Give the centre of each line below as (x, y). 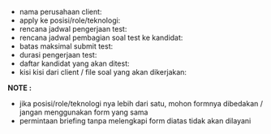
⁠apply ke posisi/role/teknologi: (70, 20)
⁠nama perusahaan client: (60, 12)
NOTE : (19, 88)
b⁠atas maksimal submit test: (66, 46)
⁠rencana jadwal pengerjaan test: (73, 29)
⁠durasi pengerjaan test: (58, 55)
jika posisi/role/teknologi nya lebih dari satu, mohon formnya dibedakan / (141, 104)
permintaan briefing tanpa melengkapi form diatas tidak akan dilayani (135, 121)
